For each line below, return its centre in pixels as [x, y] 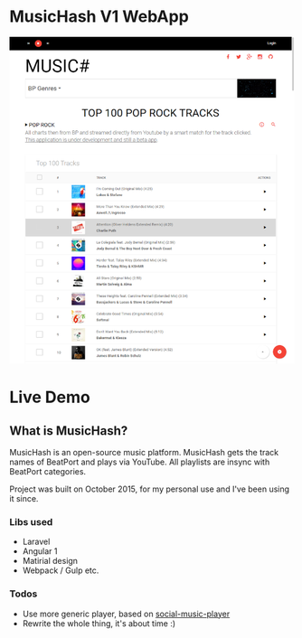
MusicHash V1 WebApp [99, 17]
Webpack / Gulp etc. [61, 570]
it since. [24, 499]
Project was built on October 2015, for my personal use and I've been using [150, 489]
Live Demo [50, 397]
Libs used [31, 522]
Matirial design [50, 561]
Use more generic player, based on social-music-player [126, 614]
